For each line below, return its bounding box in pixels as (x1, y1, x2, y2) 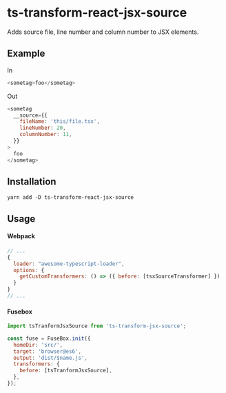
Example (7, 48, 45, 59)
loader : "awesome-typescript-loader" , (13, 260, 125, 267)
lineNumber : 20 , (19, 124, 67, 132)
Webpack (7, 232, 36, 240)
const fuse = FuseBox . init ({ (7, 335, 91, 342)
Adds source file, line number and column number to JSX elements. (7, 28, 199, 36)
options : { (13, 267, 45, 274)
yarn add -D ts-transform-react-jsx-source (7, 194, 134, 201)
